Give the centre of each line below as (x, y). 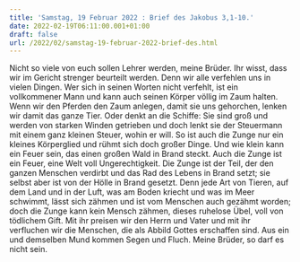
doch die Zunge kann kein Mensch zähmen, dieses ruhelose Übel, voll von (146, 211)
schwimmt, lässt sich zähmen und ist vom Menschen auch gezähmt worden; (150, 202)
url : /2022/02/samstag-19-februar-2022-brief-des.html (114, 43)
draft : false (34, 34)
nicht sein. (28, 249)
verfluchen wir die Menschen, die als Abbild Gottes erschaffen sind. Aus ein (149, 231)
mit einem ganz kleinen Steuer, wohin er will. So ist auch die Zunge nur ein (146, 135)
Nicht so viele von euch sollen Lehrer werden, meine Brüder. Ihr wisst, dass (148, 68)
